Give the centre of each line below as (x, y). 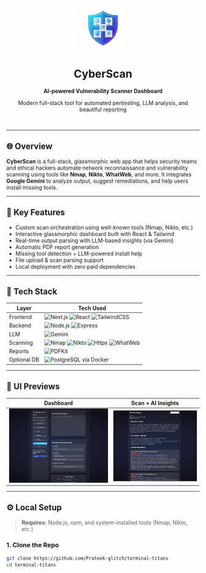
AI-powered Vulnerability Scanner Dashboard (103, 91)
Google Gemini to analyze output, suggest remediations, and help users (97, 181)
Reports (19, 351)
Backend (20, 326)
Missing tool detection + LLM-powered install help (78, 253)
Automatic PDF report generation (57, 247)
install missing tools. (32, 187)
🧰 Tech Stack (32, 291)
